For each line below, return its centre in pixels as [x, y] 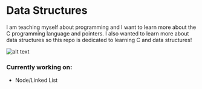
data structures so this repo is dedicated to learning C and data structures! [99, 40]
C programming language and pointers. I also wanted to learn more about [98, 33]
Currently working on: [39, 67]
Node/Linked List [36, 80]
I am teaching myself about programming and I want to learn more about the [101, 27]
